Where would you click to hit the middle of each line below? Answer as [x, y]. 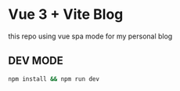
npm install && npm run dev [54, 79]
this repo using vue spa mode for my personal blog [90, 36]
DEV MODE [36, 61]
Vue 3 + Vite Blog [66, 15]
